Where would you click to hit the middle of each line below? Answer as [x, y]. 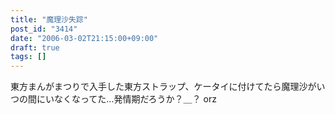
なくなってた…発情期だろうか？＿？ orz [135, 99]
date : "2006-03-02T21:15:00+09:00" [84, 38]
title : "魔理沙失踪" [49, 19]
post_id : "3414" [44, 29]
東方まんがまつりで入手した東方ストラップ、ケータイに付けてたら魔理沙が [163, 87]
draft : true [35, 47]
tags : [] [28, 57]
